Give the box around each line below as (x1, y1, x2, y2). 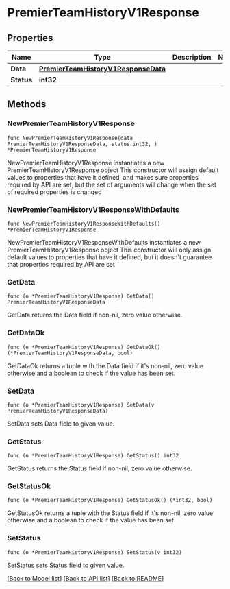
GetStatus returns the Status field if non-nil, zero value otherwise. (7, 464, 192, 472)
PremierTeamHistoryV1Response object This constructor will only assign (7, 245, 212, 254)
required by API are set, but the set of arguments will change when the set (7, 180, 217, 189)
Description (172, 53, 212, 62)
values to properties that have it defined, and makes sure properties (7, 173, 199, 181)
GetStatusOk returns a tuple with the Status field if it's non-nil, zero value (7, 509, 214, 517)
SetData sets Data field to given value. (7, 420, 115, 428)
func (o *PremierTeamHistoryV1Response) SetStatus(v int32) (7, 549, 183, 556)
